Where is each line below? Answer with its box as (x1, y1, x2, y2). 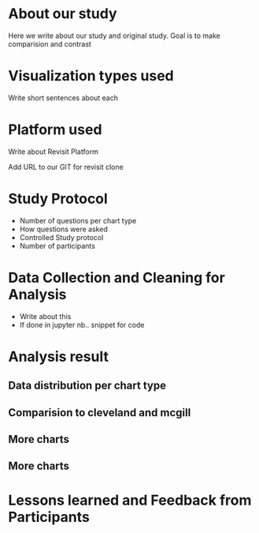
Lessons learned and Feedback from (8, 491, 252, 509)
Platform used (8, 121, 102, 139)
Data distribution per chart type (8, 379, 167, 392)
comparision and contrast (8, 39, 92, 48)
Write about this (19, 311, 72, 321)
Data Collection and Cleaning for (8, 268, 226, 287)
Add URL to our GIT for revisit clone (8, 162, 124, 171)
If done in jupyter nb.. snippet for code (19, 320, 145, 329)
